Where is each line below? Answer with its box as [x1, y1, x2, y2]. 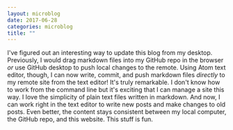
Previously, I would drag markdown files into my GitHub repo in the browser [7, 56, 224, 65]
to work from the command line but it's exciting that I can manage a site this [7, 86, 225, 94]
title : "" [7, 29, 36, 37]
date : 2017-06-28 [7, 17, 58, 24]
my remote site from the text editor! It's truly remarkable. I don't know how [7, 78, 220, 87]
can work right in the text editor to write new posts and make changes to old [7, 100, 226, 108]
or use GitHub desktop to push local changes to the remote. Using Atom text [7, 63, 226, 72]
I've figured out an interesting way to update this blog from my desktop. [7, 49, 213, 57]
